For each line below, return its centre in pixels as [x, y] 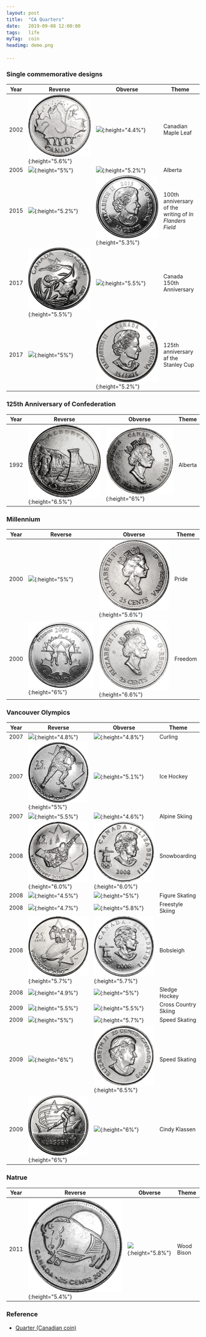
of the [171, 207]
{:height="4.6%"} [122, 817]
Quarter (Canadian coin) [46, 1328]
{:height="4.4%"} [124, 130]
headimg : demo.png [30, 45]
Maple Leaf [177, 133]
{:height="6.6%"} [121, 695]
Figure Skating [177, 896]
